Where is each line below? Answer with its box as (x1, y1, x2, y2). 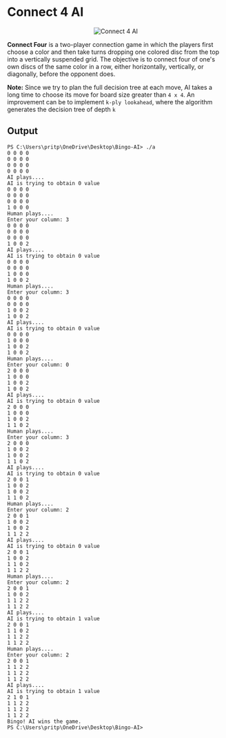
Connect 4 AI (7, 4, 84, 20)
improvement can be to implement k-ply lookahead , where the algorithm (7, 97, 213, 106)
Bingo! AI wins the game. (7, 718, 81, 725)
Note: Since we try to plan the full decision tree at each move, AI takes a (7, 83, 212, 91)
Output (7, 125, 38, 137)
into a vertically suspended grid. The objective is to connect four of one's (7, 55, 216, 63)
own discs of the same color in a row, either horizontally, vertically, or (7, 62, 204, 70)
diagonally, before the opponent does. (7, 70, 116, 78)
